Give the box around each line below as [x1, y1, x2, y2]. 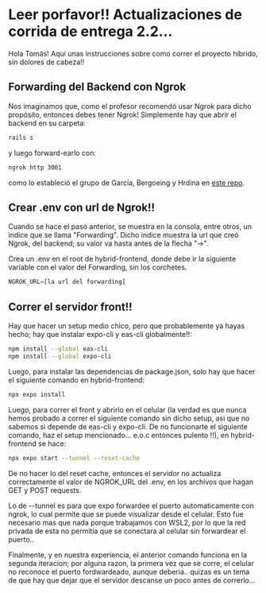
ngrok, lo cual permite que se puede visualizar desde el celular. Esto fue [8, 509, 244, 518]
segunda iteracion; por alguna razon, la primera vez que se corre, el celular [8, 558, 254, 568]
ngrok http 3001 [8, 163, 62, 172]
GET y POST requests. [8, 485, 82, 494]
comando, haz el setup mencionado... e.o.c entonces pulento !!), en [8, 430, 229, 440]
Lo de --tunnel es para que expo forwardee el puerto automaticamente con [8, 501, 254, 510]
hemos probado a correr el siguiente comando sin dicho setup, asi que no [8, 413, 250, 423]
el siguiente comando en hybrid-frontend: [8, 375, 145, 385]
